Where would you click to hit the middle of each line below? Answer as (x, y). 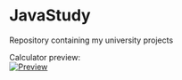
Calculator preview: (45, 57)
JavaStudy (50, 16)
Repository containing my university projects (91, 40)
